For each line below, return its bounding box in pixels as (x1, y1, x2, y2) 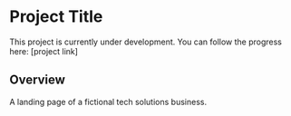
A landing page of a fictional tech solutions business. (9, 96, 207, 107)
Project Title (9, 6, 103, 27)
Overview (9, 72, 66, 88)
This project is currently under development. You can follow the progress (9, 36, 283, 47)
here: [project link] (9, 45, 79, 56)
